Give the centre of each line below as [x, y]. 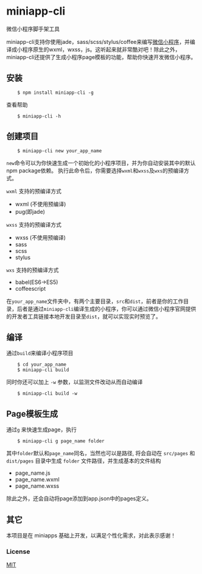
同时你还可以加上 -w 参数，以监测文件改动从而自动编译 [75, 382]
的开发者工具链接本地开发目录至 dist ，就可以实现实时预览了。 [84, 316]
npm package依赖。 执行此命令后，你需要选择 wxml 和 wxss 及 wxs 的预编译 [95, 170]
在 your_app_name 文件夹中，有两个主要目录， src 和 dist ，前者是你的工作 [95, 301]
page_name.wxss [37, 486]
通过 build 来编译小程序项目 [40, 353]
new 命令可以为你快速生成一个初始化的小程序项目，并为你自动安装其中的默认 [101, 163]
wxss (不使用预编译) [40, 237]
